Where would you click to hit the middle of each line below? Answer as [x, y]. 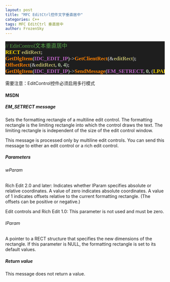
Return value [19, 261]
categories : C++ [22, 19]
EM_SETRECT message [31, 107]
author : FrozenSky [25, 29]
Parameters [18, 157]
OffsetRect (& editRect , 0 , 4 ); [37, 65]
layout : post [19, 10]
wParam [14, 170]
